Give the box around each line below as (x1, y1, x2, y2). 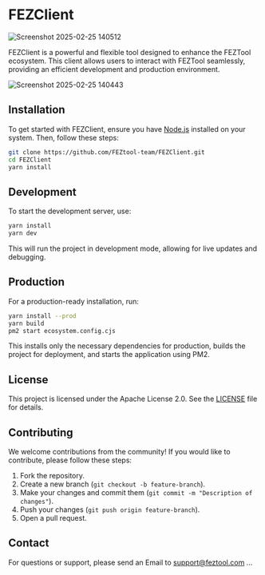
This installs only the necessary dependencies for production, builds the (8, 341, 246, 351)
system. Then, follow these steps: (8, 133, 120, 142)
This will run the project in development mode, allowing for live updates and (8, 244, 258, 253)
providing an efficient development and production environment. (8, 64, 220, 73)
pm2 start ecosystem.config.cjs (8, 327, 116, 335)
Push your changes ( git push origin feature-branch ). (19, 505, 200, 514)
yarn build (8, 319, 45, 327)
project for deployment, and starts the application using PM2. (8, 350, 210, 359)
